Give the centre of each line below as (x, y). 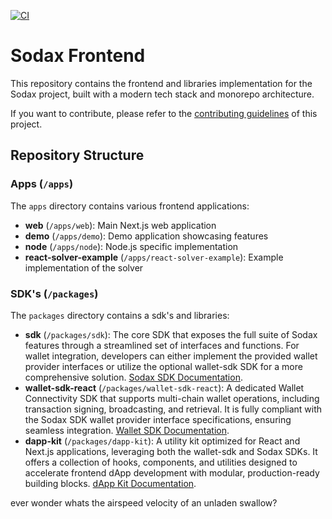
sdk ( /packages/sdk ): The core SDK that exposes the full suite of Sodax (171, 334)
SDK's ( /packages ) (54, 293)
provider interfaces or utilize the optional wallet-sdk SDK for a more (163, 366)
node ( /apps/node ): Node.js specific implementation (131, 246)
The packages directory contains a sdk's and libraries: (120, 315)
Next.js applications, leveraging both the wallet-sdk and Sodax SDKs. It (171, 451)
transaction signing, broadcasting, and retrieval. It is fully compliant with (173, 409)
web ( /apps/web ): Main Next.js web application (120, 225)
